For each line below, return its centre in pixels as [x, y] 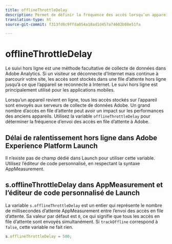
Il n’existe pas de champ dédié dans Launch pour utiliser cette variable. [80, 158]
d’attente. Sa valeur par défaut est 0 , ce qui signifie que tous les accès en [83, 216]
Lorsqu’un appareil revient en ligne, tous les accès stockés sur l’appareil [81, 100]
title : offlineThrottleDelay [36, 10]
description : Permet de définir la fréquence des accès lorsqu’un [78, 15]
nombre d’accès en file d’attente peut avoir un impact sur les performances [84, 111]
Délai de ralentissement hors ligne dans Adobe [81, 138]
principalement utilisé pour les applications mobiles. [60, 90]
